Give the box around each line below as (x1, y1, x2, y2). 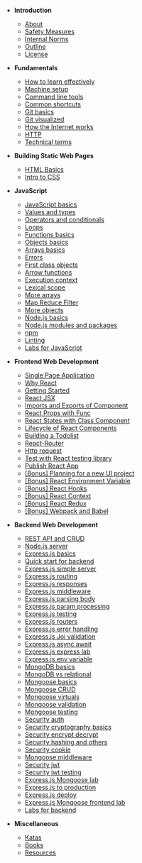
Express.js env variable (24, 655, 93, 663)
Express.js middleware (24, 587, 91, 595)
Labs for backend (24, 806, 77, 814)
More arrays (24, 291, 61, 299)
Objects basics (24, 238, 69, 246)
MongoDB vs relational (24, 670, 92, 678)
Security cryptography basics (24, 723, 112, 731)
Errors (24, 253, 43, 261)
